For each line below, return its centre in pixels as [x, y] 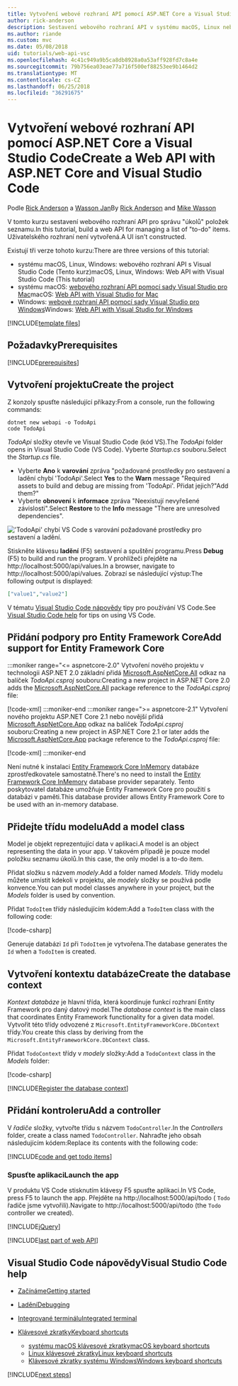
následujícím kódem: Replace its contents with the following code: [103, 1143]
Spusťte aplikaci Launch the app [63, 1175]
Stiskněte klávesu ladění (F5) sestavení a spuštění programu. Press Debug [115, 551]
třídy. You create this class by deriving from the [75, 1032]
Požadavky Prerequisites [63, 346]
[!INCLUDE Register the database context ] [68, 1088]
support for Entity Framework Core [86, 648]
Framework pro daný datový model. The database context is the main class [117, 1010]
